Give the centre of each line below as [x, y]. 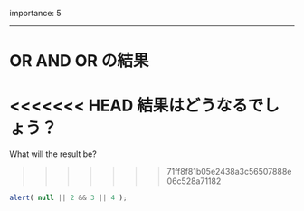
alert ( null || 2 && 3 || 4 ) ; [68, 198]
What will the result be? [53, 154]
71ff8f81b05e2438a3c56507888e [229, 172]
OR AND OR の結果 [79, 61]
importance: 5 [35, 13]
